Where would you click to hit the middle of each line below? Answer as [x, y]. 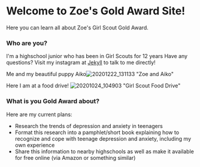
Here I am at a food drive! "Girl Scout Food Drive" [93, 86]
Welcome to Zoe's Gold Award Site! [96, 11]
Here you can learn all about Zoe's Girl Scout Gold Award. [77, 28]
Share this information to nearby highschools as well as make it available [104, 151]
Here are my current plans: [39, 114]
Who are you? [27, 43]
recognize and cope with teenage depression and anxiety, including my [103, 138]
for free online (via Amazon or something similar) [75, 157]
